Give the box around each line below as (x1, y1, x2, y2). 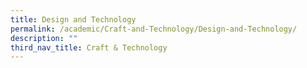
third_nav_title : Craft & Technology (10, 42, 168, 53)
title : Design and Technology (10, 14, 137, 25)
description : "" (10, 33, 78, 43)
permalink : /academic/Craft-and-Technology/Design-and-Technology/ (10, 24, 298, 34)
